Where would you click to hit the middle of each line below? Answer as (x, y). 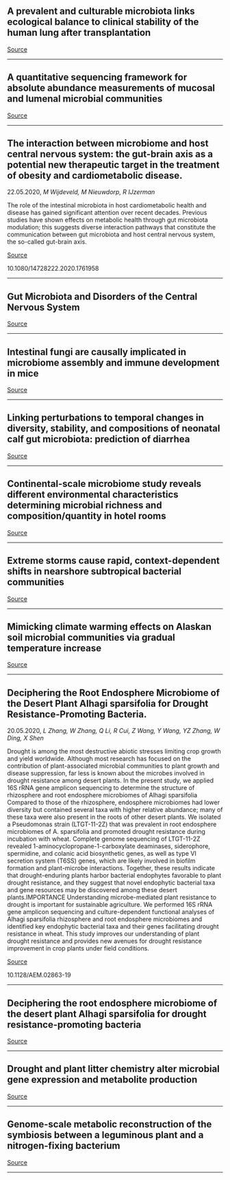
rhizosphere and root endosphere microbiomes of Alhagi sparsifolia (102, 795)
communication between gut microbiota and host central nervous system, (111, 235)
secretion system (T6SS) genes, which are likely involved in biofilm (101, 861)
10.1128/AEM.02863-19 (39, 975)
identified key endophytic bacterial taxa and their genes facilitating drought (113, 927)
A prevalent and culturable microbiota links (101, 11)
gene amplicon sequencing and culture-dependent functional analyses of (111, 912)
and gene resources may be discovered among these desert (92, 890)
